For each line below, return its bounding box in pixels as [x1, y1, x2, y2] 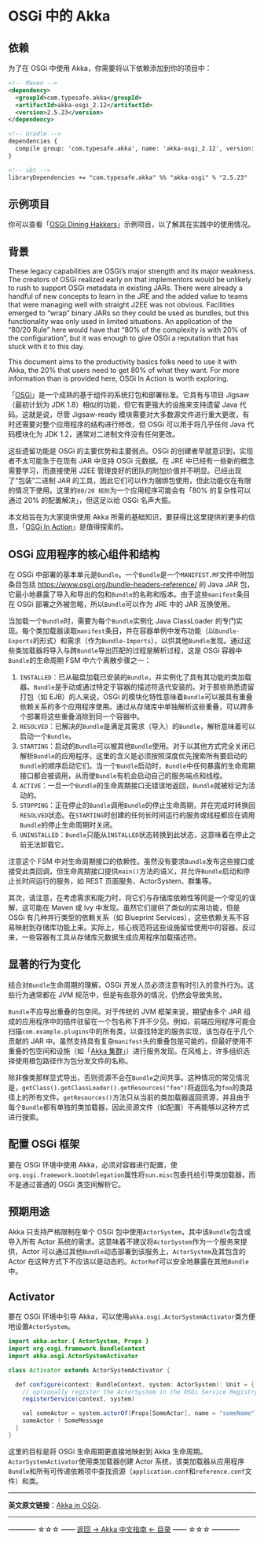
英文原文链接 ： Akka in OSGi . [8, 1500, 101, 1509]
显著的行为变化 [8, 958, 81, 971]
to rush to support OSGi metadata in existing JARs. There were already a [8, 283, 244, 292]
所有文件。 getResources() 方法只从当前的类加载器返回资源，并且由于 [28, 1092, 251, 1102]
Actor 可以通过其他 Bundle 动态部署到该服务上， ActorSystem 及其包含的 [21, 1247, 246, 1256]
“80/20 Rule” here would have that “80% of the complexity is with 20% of [8, 325, 247, 335]
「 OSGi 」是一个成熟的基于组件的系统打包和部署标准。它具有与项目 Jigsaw [8, 390, 250, 400]
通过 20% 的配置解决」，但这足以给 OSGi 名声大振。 [8, 496, 175, 505]
